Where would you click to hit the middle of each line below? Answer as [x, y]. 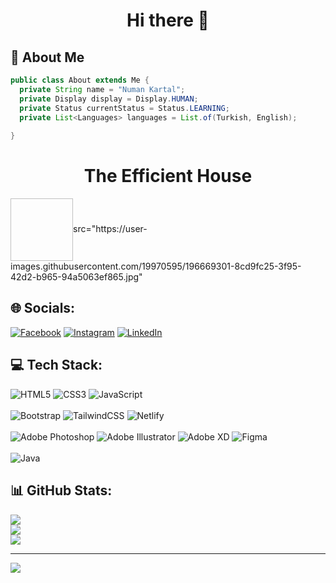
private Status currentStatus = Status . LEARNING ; [124, 108]
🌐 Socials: [43, 308]
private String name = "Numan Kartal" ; [102, 89]
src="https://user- [110, 228]
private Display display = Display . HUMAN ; [109, 99]
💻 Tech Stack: [56, 365]
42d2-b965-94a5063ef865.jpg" [76, 277]
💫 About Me [47, 57]
